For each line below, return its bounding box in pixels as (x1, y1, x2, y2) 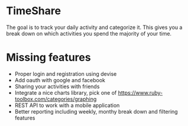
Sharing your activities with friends (14, 83, 100, 90)
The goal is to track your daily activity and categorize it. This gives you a (6, 24, 183, 31)
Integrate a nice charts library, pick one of (14, 89, 117, 96)
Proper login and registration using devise (14, 70, 117, 77)
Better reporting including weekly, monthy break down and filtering (14, 108, 179, 115)
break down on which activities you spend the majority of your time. (6, 30, 172, 37)
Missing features (6, 51, 91, 64)
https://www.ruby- (118, 89, 163, 96)
